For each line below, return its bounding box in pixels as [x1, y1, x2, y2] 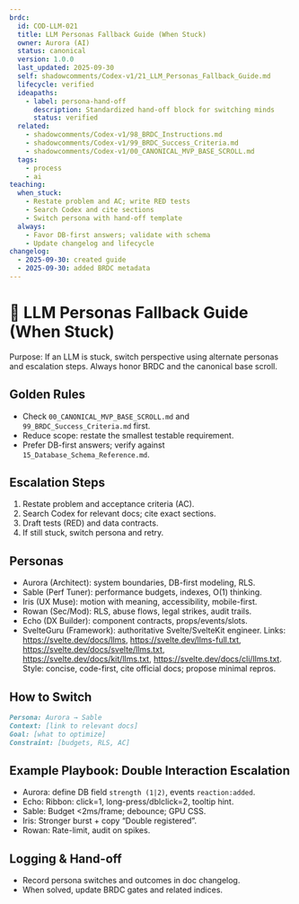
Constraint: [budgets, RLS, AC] [9, 738, 130, 747]
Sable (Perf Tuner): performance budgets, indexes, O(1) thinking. [22, 587, 262, 598]
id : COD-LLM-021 [17, 22, 78, 31]
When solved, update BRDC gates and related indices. [22, 884, 223, 895]
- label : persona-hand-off [25, 96, 127, 106]
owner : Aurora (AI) [17, 38, 91, 48]
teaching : [9, 181, 47, 190]
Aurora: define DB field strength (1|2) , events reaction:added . [22, 787, 256, 798]
